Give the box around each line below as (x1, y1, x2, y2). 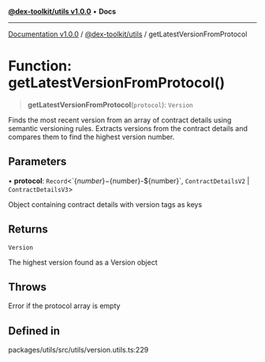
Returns (8, 223, 49, 236)
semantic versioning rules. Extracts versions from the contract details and (8, 123, 248, 133)
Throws (8, 280, 47, 293)
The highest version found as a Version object (8, 257, 158, 267)
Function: (8, 57, 73, 75)
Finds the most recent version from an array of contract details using (8, 115, 232, 125)
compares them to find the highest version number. (8, 132, 175, 141)
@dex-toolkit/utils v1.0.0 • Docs (8, 7, 117, 16)
